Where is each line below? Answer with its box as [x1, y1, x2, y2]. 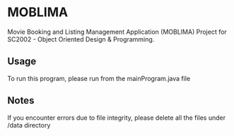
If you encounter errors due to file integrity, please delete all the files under [7, 113, 226, 122]
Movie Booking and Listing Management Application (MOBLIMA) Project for [7, 27, 228, 36]
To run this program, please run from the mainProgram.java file [7, 74, 191, 82]
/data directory [7, 120, 51, 129]
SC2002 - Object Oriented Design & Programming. [7, 35, 155, 43]
